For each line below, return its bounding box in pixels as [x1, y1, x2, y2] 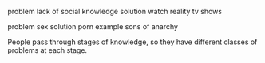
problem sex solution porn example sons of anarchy [7, 22, 179, 31]
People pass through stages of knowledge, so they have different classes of [7, 37, 258, 46]
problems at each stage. [7, 46, 88, 54]
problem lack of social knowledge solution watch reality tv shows [7, 7, 223, 16]
